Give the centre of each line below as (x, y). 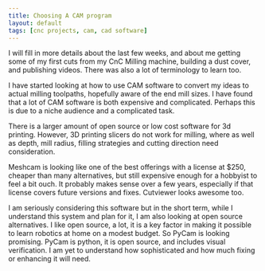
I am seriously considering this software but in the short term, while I (121, 208)
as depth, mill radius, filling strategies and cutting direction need (113, 143)
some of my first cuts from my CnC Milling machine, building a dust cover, (130, 61)
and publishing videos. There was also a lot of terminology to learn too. (125, 70)
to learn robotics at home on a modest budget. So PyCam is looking (119, 234)
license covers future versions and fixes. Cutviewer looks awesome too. (126, 193)
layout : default (35, 23)
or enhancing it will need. (50, 259)
